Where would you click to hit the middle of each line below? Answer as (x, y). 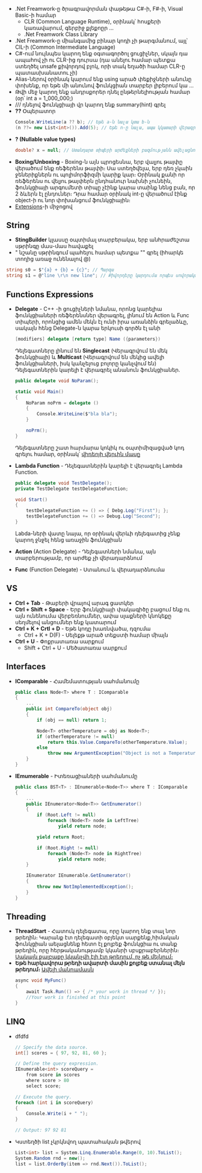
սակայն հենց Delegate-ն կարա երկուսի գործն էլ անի (87, 328)
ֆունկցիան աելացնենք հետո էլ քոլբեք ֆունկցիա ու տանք (96, 944)
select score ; (44, 1086)
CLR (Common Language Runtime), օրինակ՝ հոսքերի (92, 21)
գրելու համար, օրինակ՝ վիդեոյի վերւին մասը (78, 454)
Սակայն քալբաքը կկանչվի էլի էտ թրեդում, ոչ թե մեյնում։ (94, 957)
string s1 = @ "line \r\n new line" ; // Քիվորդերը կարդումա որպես (90, 276)
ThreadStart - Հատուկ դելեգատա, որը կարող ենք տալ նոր (95, 931)
